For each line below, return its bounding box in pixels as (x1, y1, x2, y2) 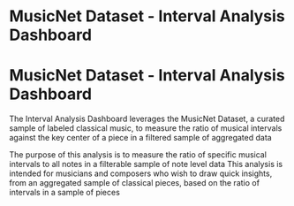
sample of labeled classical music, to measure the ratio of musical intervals (9, 123, 283, 134)
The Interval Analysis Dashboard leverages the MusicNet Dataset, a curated (9, 113, 285, 125)
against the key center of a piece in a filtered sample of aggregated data (9, 133, 272, 143)
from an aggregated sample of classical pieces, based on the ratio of (9, 178, 260, 188)
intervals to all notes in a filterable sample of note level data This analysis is (9, 159, 283, 170)
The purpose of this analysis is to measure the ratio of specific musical (9, 149, 268, 160)
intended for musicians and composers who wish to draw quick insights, (9, 168, 273, 179)
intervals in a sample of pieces (9, 187, 121, 198)
